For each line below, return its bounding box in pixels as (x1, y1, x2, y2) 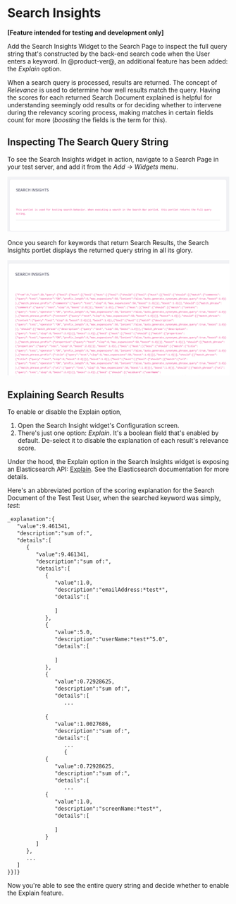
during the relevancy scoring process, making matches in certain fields (7, 108, 213, 117)
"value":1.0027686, (54, 720, 112, 728)
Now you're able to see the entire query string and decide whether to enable (7, 881, 230, 890)
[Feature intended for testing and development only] (7, 28, 164, 37)
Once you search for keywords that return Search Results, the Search (7, 238, 209, 246)
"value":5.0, (54, 629, 93, 636)
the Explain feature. (7, 888, 64, 898)
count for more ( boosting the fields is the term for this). (7, 115, 168, 124)
